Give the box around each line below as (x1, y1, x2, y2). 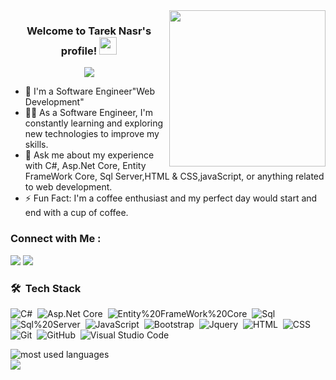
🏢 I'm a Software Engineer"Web (24, 85, 156, 98)
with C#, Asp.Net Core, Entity (24, 160, 147, 172)
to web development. (24, 181, 113, 193)
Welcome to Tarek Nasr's (26, 24, 152, 38)
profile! (60, 44, 98, 58)
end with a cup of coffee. (24, 207, 129, 219)
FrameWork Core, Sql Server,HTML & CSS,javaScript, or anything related (24, 170, 325, 183)
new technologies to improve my (24, 128, 160, 140)
